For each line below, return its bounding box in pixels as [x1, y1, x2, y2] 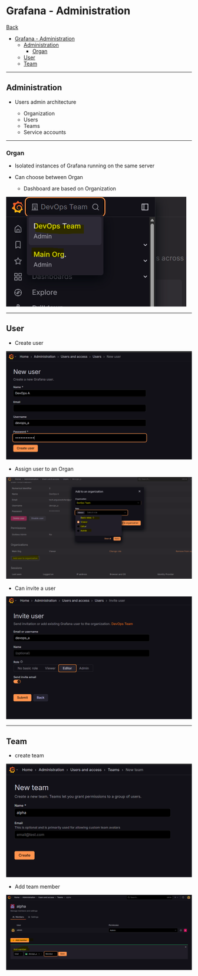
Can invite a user [14, 585, 56, 592]
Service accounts [23, 128, 67, 136]
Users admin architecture [14, 98, 77, 105]
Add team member [14, 883, 61, 891]
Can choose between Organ [14, 174, 84, 181]
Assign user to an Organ [14, 465, 74, 472]
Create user [14, 339, 44, 346]
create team [14, 752, 44, 759]
